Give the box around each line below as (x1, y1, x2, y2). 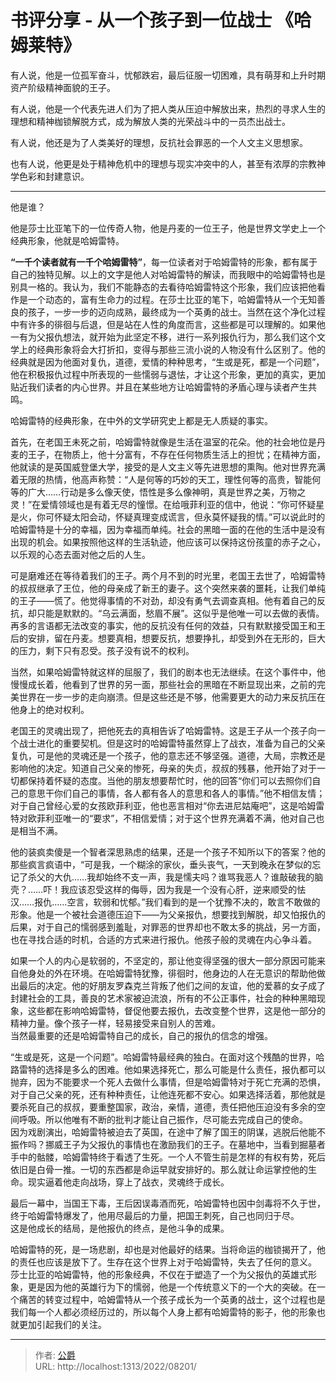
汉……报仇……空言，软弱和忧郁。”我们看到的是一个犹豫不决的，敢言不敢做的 (10, 896, 321, 908)
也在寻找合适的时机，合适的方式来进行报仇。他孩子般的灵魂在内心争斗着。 (10, 933, 317, 945)
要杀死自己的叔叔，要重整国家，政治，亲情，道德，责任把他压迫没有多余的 (10, 1101, 317, 1113)
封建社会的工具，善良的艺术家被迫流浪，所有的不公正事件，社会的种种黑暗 (10, 992, 317, 1004)
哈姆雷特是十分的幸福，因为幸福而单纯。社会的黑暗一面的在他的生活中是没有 (10, 523, 326, 535)
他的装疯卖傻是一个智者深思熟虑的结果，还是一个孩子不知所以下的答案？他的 (10, 846, 326, 858)
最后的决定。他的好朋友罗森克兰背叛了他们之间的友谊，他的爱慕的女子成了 (18, 979, 326, 991)
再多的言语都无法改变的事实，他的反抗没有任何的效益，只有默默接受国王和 (10, 619, 317, 631)
